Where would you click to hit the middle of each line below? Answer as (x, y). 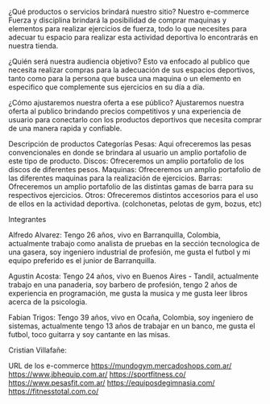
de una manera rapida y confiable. (65, 128)
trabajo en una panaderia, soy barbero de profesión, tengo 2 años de (123, 284)
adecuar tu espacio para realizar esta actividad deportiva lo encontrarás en (133, 37)
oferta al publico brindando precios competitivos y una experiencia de (125, 111)
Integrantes (27, 219)
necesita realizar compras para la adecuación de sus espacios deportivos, (132, 70)
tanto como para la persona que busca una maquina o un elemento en (125, 78)
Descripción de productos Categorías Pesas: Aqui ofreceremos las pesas (130, 144)
